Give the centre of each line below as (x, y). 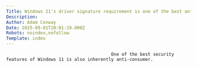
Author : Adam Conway (31, 22)
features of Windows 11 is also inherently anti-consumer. (80, 59)
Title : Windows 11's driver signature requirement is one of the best (94, 11)
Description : (22, 17)
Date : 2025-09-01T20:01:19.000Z (45, 28)
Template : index (26, 38)
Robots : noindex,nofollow (38, 33)
